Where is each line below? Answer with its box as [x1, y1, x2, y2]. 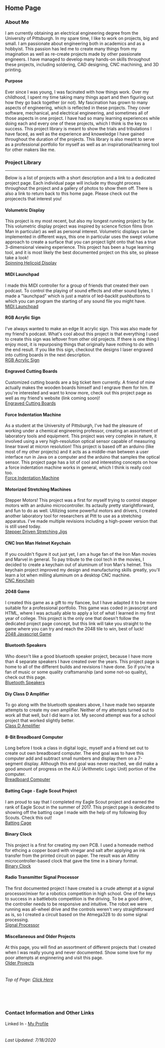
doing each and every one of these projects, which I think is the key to [5, 120, 147, 126]
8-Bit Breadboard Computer [5, 734, 63, 740]
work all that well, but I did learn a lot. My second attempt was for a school [5, 712, 156, 718]
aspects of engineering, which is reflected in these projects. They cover [5, 105, 151, 111]
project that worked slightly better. [5, 718, 75, 724]
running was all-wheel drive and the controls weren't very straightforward [5, 906, 155, 912]
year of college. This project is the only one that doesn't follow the [5, 615, 139, 621]
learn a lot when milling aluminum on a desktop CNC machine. [5, 572, 131, 578]
